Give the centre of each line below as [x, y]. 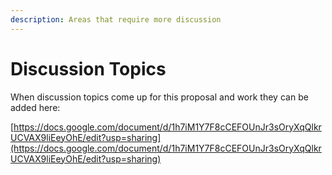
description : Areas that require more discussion [116, 19]
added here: [35, 107]
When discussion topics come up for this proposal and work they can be [159, 97]
